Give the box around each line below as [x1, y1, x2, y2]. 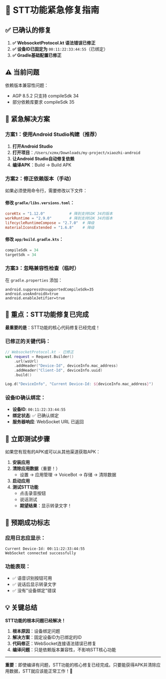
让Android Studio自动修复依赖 [12, 156, 75, 162]
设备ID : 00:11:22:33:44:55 [12, 406, 66, 412]
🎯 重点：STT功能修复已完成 [5, 310, 89, 319]
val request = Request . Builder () [5, 354, 74, 359]
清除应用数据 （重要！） [12, 465, 60, 471]
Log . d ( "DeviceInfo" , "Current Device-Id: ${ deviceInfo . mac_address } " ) [5, 382, 154, 387]
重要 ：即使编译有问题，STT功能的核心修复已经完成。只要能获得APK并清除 [5, 662, 157, 668]
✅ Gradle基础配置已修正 [12, 53, 62, 58]
